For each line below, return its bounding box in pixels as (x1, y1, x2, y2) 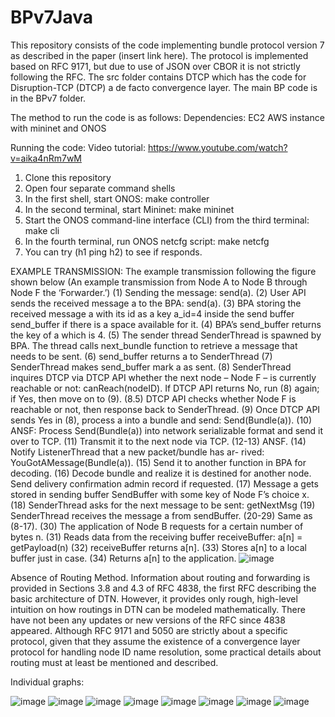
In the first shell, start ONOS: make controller (24, 192, 210, 205)
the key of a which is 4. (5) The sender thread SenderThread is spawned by (10, 329, 322, 341)
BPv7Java (10, 6, 93, 29)
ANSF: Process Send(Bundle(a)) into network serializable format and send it (10, 424, 323, 436)
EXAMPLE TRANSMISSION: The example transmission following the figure (10, 265, 317, 277)
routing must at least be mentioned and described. (10, 656, 219, 668)
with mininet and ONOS (10, 122, 107, 134)
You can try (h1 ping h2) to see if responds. (24, 246, 203, 258)
